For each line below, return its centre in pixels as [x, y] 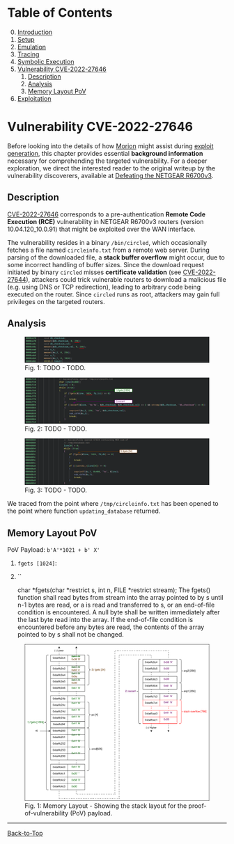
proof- [197, 806]
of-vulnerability [47, 813]
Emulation [32, 47]
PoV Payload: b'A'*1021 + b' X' [54, 550]
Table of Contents [60, 13]
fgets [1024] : [37, 563]
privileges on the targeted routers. [56, 301]
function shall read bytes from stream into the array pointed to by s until [120, 597]
